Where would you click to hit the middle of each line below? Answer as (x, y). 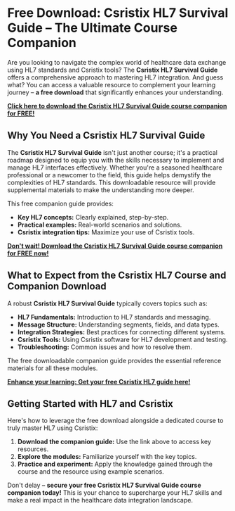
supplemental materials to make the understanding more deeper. (101, 190)
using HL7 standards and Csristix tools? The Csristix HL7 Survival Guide (113, 70)
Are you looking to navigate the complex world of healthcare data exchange (117, 62)
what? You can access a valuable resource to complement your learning (112, 84)
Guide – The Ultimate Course (92, 28)
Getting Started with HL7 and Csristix (90, 404)
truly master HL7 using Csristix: (53, 428)
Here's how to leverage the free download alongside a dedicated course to (115, 421)
